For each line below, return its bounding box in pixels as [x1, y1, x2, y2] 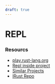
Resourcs [5, 46, 28, 53]
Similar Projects [12, 68, 44, 74]
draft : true [5, 7, 29, 12]
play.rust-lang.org [12, 57, 49, 63]
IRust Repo [12, 73, 34, 79]
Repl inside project [12, 63, 50, 69]
